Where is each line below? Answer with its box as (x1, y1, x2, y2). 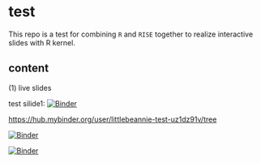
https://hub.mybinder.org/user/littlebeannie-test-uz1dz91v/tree (8, 114, 217, 124)
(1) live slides (8, 83, 52, 92)
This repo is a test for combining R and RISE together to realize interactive (8, 29, 254, 39)
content (8, 62, 49, 75)
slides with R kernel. (8, 37, 75, 47)
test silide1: (8, 98, 46, 108)
